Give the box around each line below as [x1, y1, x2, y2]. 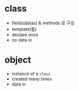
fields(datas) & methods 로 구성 [11, 20, 75, 26]
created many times [11, 76, 52, 82]
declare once [11, 32, 39, 38]
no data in [11, 37, 32, 43]
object [4, 54, 31, 66]
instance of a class [11, 70, 51, 77]
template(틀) [11, 26, 37, 32]
